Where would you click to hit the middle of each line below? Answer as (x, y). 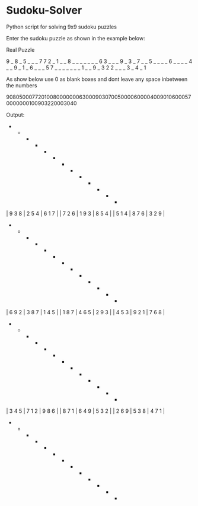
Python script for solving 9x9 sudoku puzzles (62, 27)
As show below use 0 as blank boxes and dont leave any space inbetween (97, 79)
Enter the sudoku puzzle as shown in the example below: (76, 38)
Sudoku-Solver (44, 10)
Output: (15, 115)
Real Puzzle (20, 50)
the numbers (22, 85)
